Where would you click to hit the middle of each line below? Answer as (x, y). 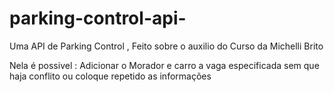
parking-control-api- (98, 18)
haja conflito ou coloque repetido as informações (110, 76)
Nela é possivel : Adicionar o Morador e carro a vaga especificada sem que (164, 65)
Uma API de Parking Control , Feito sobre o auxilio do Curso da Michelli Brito (166, 46)
